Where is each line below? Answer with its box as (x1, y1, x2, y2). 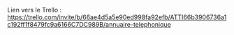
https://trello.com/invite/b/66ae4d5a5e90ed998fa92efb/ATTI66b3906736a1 (7, 13, 227, 21)
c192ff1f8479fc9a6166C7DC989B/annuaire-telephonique (7, 21, 171, 28)
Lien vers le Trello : (7, 6, 62, 14)
